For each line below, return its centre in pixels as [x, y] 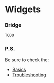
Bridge [13, 25]
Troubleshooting [29, 75]
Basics [19, 69]
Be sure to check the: [27, 60]
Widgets [23, 9]
